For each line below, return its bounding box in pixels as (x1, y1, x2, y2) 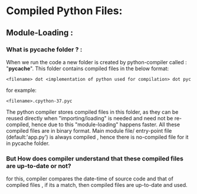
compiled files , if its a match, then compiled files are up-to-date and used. (6, 182, 188, 189)
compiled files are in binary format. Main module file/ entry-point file (6, 127, 172, 134)
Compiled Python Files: (6, 4, 123, 18)
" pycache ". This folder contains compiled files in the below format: (6, 65, 169, 72)
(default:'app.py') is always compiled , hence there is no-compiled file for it (6, 133, 189, 140)
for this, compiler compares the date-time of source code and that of (6, 175, 174, 182)
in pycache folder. (6, 140, 50, 147)
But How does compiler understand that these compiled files (6, 154, 184, 163)
